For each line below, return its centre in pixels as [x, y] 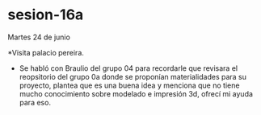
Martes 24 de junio [39, 37]
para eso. [35, 102]
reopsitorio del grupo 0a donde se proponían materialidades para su [133, 76]
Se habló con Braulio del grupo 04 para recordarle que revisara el [128, 68]
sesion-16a [46, 15]
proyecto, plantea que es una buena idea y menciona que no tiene [129, 85]
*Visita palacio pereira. [46, 52]
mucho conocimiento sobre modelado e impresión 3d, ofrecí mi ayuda [136, 93]
